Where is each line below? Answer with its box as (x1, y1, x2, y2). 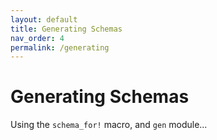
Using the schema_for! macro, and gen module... (10, 119, 208, 131)
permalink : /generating (10, 42, 110, 53)
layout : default (10, 14, 78, 25)
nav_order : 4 (10, 33, 65, 43)
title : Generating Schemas (10, 24, 123, 34)
